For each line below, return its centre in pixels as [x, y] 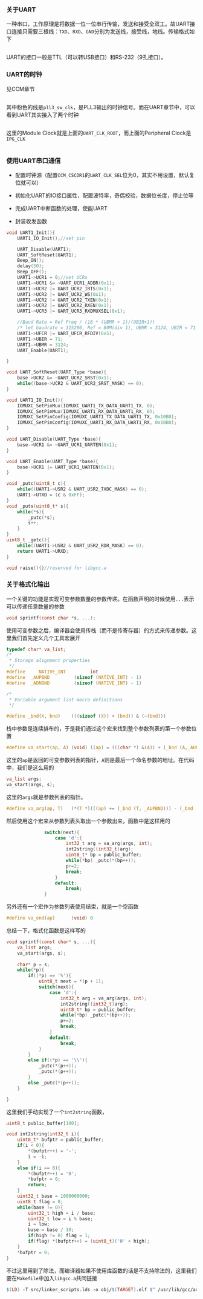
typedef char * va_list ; [36, 649]
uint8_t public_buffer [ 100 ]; [43, 1123]
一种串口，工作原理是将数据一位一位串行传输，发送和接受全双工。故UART [98, 24]
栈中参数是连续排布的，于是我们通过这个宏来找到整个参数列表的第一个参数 [99, 729]
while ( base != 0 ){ [40, 1207]
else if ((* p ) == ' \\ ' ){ [58, 1060]
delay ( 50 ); [31, 266]
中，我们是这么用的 [30, 767]
